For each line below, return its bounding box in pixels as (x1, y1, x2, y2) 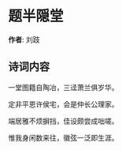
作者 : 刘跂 (8, 35, 40, 44)
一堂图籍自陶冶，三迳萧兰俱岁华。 (8, 82, 119, 92)
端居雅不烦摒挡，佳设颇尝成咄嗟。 (8, 116, 119, 126)
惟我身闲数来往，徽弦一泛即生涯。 (8, 133, 119, 142)
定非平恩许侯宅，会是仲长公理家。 (8, 99, 119, 109)
